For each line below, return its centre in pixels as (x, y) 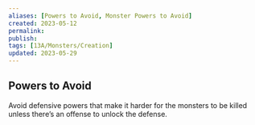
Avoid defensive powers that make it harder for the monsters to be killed (128, 105)
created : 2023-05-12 (43, 23)
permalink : (27, 31)
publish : (23, 38)
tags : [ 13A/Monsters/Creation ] (61, 46)
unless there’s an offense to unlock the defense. (88, 114)
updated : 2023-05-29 (43, 53)
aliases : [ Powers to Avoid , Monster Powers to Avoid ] (101, 16)
